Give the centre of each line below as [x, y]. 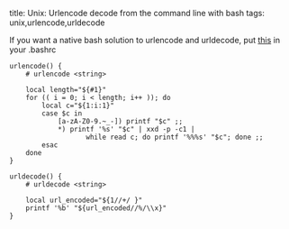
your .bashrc [33, 50]
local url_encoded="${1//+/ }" [84, 200]
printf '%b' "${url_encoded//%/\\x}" [96, 208]
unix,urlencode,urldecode [57, 23]
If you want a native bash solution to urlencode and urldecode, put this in [145, 40]
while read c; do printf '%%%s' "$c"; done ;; [175, 137]
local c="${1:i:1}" [78, 105]
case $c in [62, 114]
